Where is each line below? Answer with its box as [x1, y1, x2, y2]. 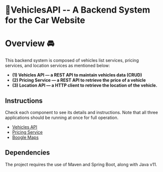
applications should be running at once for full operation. [5, 115, 119, 120]
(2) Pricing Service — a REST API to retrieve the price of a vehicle [12, 77, 146, 83]
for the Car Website [5, 15, 85, 26]
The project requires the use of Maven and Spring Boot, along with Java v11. [5, 161, 157, 167]
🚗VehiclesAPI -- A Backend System [5, 4, 150, 16]
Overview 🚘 [5, 38, 55, 49]
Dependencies [5, 149, 50, 157]
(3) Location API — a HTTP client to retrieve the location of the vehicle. [12, 82, 158, 88]
